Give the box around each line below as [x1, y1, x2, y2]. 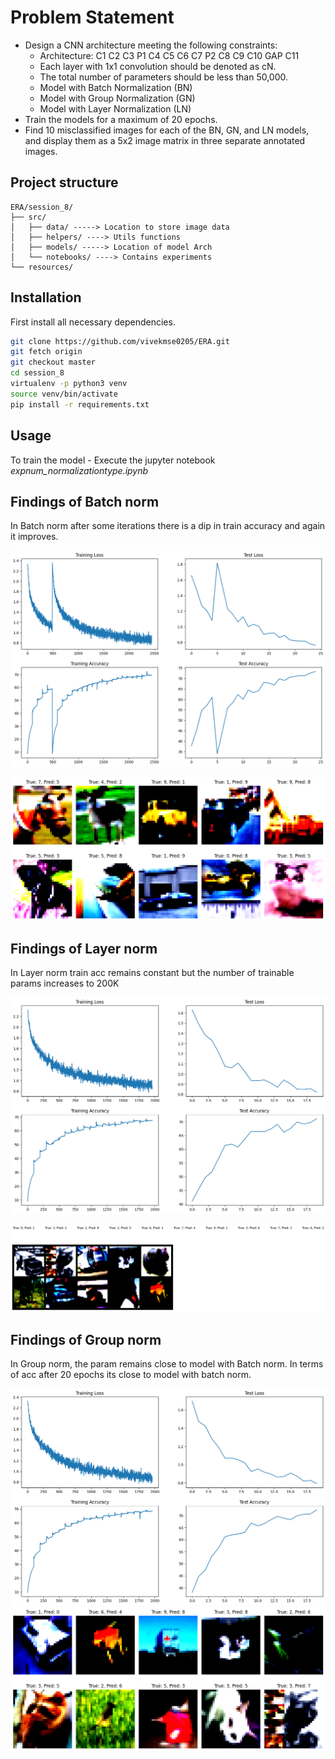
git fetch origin [10, 347, 83, 357]
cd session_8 [10, 368, 65, 378]
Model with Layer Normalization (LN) [39, 102, 192, 115]
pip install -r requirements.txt [10, 399, 150, 410]
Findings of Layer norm [10, 941, 158, 958]
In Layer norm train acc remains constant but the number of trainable [10, 967, 295, 979]
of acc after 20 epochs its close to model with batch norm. [10, 1369, 252, 1381]
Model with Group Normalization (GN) [39, 92, 196, 104]
